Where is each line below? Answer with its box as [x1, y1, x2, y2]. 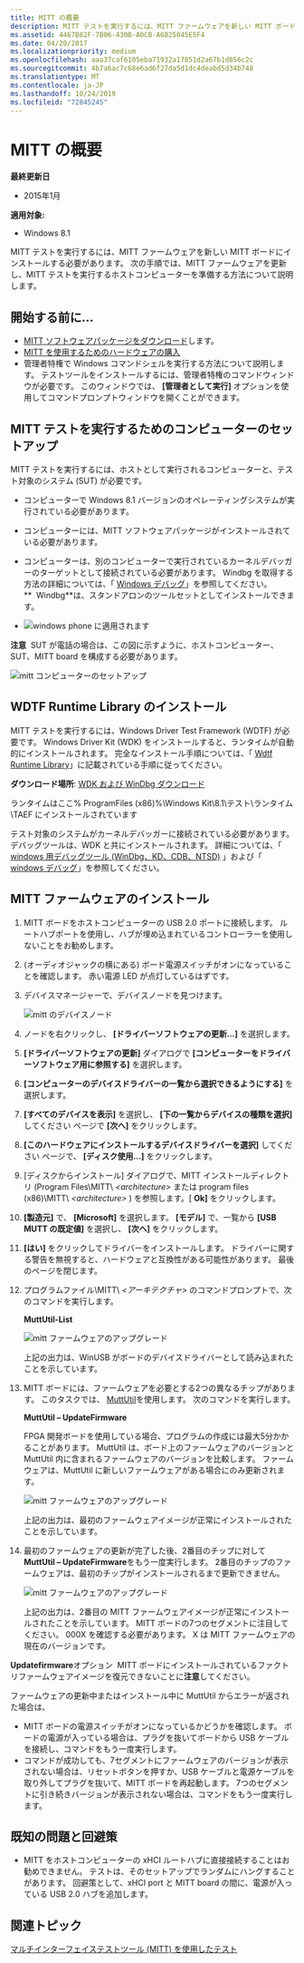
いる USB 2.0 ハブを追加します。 [31, 1889, 153, 1900]
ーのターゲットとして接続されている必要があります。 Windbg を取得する [23, 567, 294, 578]
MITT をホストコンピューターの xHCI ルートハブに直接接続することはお [23, 1855, 290, 1866]
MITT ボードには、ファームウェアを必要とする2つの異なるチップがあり [23, 1382, 288, 1393]
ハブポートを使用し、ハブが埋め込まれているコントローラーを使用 [39, 928, 286, 939]
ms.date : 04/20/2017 [10, 38, 89, 48]
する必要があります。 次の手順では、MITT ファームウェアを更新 [49, 258, 288, 268]
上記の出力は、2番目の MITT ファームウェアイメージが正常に [23, 1606, 251, 1617]
